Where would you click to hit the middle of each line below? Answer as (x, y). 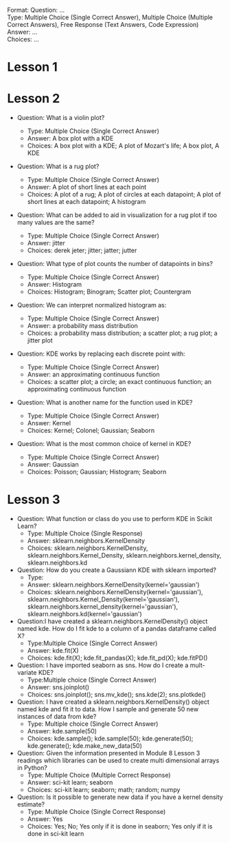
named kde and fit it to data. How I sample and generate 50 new (108, 709)
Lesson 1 (33, 67)
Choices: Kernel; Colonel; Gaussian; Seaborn (91, 431)
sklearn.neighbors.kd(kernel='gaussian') (84, 614)
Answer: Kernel (49, 423)
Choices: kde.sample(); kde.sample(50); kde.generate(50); (110, 739)
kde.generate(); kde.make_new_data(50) (84, 746)
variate (27, 673)
